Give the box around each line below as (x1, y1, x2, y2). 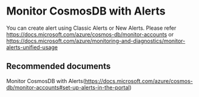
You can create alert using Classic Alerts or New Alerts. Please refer (6, 24, 177, 32)
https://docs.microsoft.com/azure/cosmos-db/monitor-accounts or (6, 30, 174, 38)
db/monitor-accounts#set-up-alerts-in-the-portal (6, 84, 130, 91)
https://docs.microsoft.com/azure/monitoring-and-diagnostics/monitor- (6, 37, 186, 44)
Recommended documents (6, 61, 111, 72)
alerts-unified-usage (6, 44, 58, 51)
